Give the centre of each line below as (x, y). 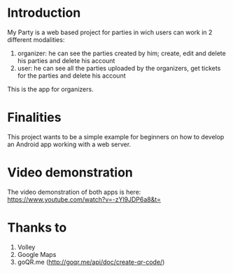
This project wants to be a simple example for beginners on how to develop (116, 136)
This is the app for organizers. (50, 89)
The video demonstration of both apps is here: (74, 192)
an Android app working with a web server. (69, 144)
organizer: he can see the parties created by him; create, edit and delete (121, 53)
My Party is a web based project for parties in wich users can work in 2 (110, 32)
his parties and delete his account (66, 60)
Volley (26, 247)
